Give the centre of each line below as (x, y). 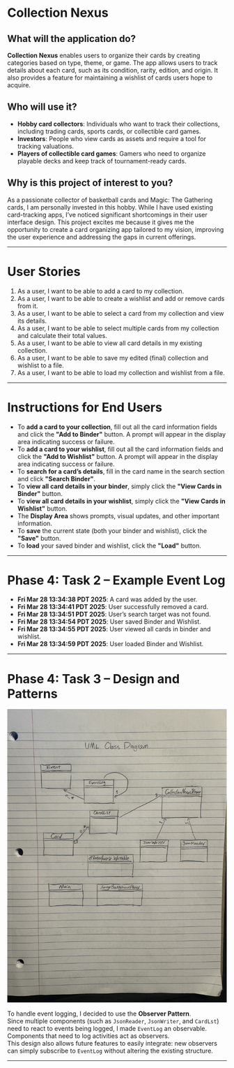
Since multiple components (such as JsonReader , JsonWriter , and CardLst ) (113, 1021)
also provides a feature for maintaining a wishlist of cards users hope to (110, 78)
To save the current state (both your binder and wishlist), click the (112, 531)
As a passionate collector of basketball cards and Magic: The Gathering (110, 200)
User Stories (44, 271)
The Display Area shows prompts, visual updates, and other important (118, 515)
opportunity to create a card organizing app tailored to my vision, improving (116, 229)
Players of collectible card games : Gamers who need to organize (111, 153)
